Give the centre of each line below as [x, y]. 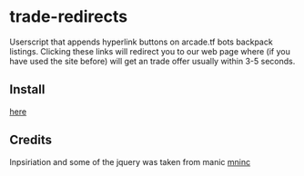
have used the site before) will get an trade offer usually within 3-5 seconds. [152, 61]
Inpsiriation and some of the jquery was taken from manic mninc [130, 161]
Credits [31, 140]
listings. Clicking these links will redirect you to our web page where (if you [150, 51]
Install [27, 89]
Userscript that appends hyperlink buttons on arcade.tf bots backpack [141, 42]
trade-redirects [69, 17]
